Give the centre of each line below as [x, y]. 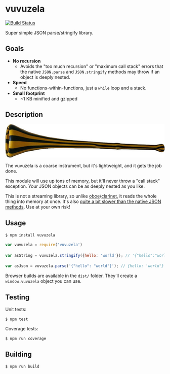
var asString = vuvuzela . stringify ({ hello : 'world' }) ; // [68, 255]
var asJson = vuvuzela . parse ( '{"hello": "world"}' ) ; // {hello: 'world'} [85, 266]
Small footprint [29, 93]
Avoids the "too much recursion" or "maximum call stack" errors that [92, 66]
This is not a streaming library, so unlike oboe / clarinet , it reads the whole [81, 196]
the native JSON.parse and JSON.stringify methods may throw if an [90, 72]
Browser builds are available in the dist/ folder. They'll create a [71, 276]
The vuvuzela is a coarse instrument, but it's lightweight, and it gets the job [83, 166]
